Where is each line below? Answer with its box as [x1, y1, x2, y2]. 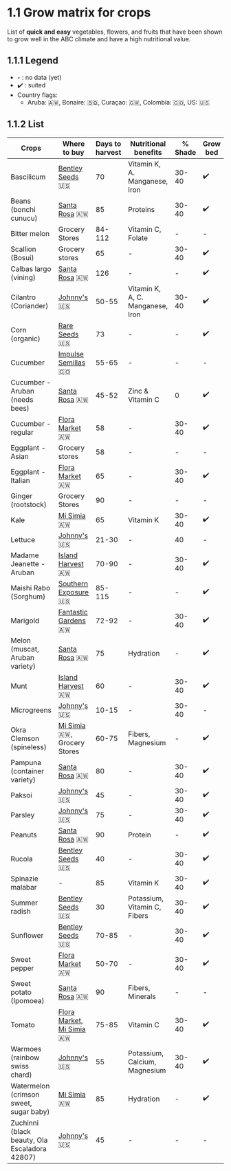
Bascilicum [10, 172, 46, 182]
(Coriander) [10, 301, 49, 310]
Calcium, [128, 1057, 157, 1066]
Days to [96, 139, 122, 149]
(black [10, 1126, 31, 1136]
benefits [133, 147, 162, 157]
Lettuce [10, 535, 36, 544]
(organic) [10, 334, 41, 343]
